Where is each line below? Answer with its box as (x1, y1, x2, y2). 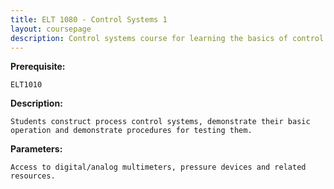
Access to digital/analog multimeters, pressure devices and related (10, 162, 307, 173)
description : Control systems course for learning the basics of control (10, 33, 325, 43)
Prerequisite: (10, 61, 66, 73)
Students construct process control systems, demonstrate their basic (10, 117, 311, 127)
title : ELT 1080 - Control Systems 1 (10, 14, 168, 25)
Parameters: (10, 143, 63, 155)
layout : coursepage (10, 24, 92, 34)
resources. (10, 171, 56, 181)
